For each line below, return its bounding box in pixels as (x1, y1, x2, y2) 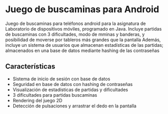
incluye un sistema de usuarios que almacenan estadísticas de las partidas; (5, 42, 164, 48)
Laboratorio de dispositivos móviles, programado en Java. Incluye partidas (5, 25, 162, 32)
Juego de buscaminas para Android (5, 4, 159, 15)
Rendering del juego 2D (12, 97, 63, 103)
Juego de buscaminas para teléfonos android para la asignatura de (5, 20, 146, 26)
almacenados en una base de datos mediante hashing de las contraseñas (5, 47, 159, 53)
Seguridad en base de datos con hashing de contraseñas (12, 81, 133, 87)
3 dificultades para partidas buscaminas (12, 92, 98, 98)
